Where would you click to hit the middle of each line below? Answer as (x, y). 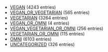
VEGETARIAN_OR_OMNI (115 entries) (47, 34)
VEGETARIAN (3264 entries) (39, 18)
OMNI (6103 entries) (31, 39)
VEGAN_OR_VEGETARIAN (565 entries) (50, 12)
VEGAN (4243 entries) (33, 7)
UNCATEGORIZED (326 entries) (42, 44)
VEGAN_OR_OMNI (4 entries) (40, 23)
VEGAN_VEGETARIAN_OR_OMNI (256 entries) (56, 28)
